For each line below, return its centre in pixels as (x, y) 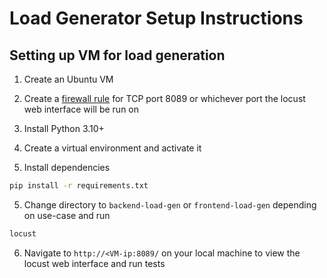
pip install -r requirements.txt (79, 186)
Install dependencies (67, 167)
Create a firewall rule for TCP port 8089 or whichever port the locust (164, 98)
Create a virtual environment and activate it (112, 148)
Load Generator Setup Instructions (156, 18)
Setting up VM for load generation (117, 55)
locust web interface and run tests (94, 263)
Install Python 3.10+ (64, 128)
